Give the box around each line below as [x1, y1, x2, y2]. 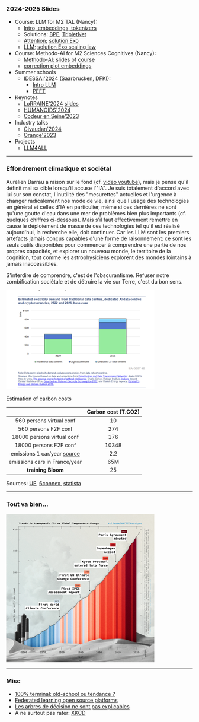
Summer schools [14, 69, 56, 76]
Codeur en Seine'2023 [23, 113, 79, 120]
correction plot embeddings [23, 62, 92, 69]
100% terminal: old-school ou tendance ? [14, 691, 115, 698]
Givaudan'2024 [23, 125, 62, 132]
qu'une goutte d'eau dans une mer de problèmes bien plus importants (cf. [6, 209, 187, 217]
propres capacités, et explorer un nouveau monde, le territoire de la [6, 247, 171, 255]
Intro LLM [32, 81, 56, 88]
